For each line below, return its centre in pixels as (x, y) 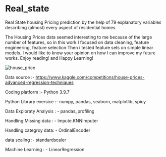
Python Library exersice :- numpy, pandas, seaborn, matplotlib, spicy (76, 101)
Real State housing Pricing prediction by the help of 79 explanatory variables (83, 22)
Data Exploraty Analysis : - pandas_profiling (50, 111)
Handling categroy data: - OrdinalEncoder (48, 130)
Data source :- (20, 77)
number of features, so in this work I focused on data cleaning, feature (77, 42)
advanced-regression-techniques (39, 82)
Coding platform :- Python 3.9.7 (37, 92)
